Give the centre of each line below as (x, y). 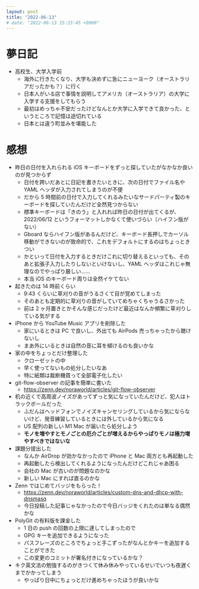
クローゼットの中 (45, 361)
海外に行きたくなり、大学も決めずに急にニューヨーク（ (91, 79)
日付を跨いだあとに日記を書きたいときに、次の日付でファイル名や (104, 182)
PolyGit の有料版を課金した (48, 521)
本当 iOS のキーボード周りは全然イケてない (76, 279)
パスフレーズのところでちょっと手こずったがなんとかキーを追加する (107, 543)
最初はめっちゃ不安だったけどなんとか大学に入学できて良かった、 (104, 109)
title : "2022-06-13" (32, 17)
